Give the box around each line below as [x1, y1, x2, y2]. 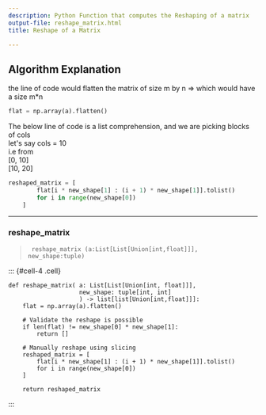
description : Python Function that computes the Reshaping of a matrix [8, 11, 249, 20]
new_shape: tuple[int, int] [78, 288, 172, 296]
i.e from [8, 147, 34, 157]
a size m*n [8, 92, 44, 101]
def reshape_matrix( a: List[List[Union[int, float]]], [8, 281, 196, 289]
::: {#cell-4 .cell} [8, 266, 62, 276]
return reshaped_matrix [22, 385, 101, 393]
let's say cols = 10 [8, 139, 67, 148]
